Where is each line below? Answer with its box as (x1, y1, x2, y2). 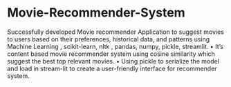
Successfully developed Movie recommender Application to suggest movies (7, 28, 225, 36)
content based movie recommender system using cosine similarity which (7, 50, 216, 58)
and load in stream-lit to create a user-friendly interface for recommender (7, 64, 217, 72)
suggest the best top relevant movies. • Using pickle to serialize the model (7, 57, 220, 65)
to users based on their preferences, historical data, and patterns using (7, 35, 210, 43)
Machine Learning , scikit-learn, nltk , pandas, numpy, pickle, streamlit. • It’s (7, 42, 223, 50)
